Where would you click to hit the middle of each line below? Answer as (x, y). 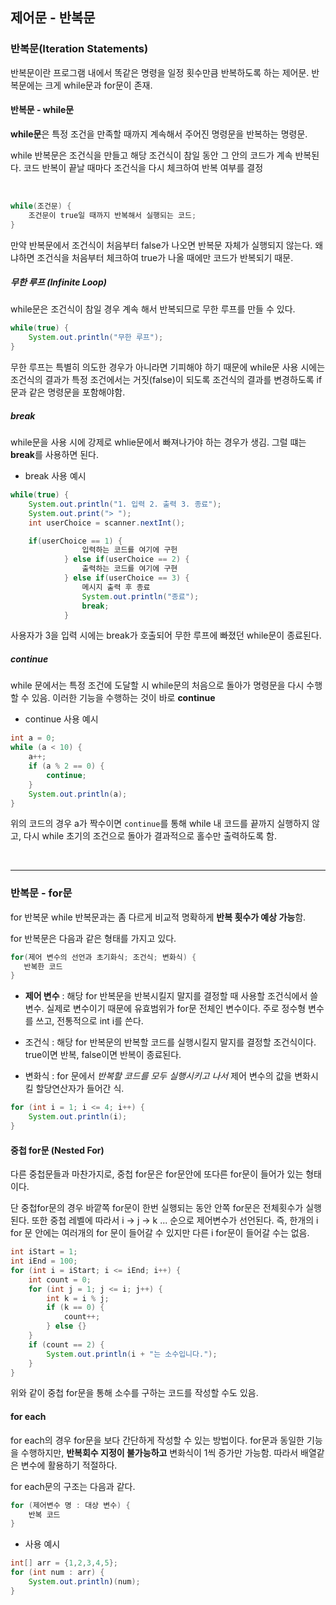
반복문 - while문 (42, 110)
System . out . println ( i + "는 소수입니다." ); (132, 1354)
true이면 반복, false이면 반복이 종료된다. (103, 1055)
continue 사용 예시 (61, 719)
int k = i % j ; (78, 1298)
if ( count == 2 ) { (66, 1344)
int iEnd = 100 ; (44, 1261)
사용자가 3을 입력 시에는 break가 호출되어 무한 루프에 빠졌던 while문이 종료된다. (166, 635)
